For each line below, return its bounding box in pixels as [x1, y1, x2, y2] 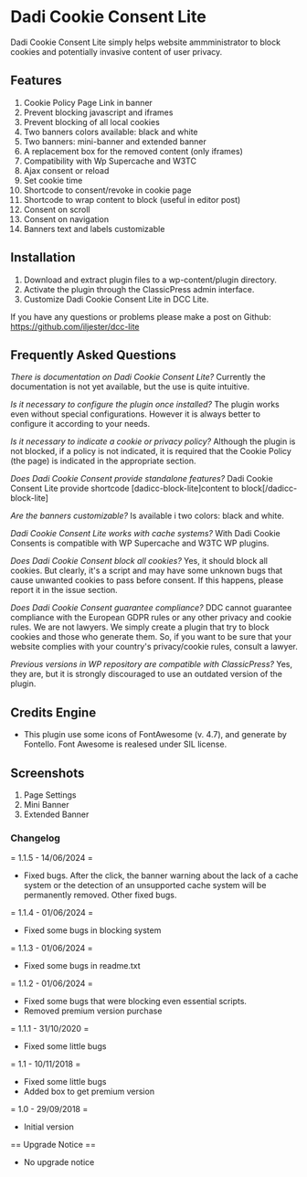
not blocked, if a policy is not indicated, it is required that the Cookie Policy [10, 446, 291, 457]
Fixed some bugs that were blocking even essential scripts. [23, 996, 248, 1007]
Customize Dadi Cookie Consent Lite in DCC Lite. [23, 293, 209, 304]
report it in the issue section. [10, 585, 118, 596]
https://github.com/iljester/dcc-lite [10, 321, 140, 332]
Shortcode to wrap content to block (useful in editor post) [23, 194, 241, 205]
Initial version [23, 1121, 74, 1132]
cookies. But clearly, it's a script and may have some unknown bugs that [10, 565, 283, 577]
